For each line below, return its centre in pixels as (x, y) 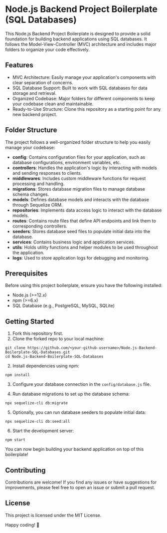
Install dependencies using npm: (46, 366)
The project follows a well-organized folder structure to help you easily (78, 142)
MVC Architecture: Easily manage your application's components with (84, 77)
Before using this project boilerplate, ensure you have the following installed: (84, 285)
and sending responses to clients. (47, 173)
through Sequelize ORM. (38, 205)
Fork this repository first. (38, 333)
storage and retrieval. (34, 93)
